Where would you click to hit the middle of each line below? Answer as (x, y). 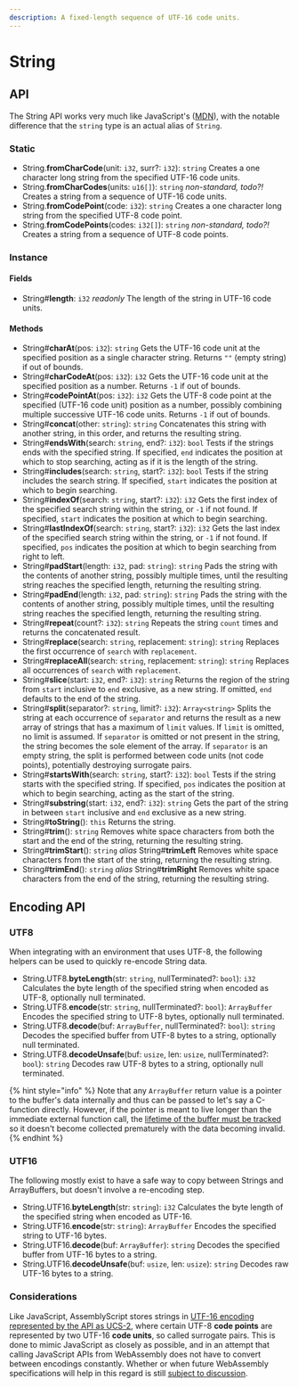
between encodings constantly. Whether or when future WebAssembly (139, 1363)
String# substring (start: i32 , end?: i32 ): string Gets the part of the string (155, 803)
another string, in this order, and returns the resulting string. (132, 433)
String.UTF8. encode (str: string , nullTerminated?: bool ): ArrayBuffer (147, 1007)
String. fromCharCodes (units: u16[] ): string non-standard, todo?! (143, 186)
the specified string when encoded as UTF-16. (107, 1217)
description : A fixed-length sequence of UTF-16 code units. (125, 17)
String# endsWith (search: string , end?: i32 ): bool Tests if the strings (148, 443)
